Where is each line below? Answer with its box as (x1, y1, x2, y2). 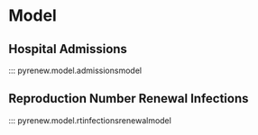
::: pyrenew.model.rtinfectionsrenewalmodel (8, 114, 172, 126)
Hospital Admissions (8, 41, 128, 57)
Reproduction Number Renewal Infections (8, 91, 249, 106)
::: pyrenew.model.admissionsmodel (8, 65, 142, 76)
